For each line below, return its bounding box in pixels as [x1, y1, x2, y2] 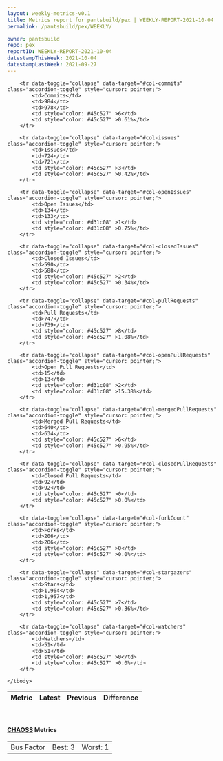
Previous [67, 693, 97, 702]
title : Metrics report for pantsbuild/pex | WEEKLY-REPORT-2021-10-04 [7, 17, 214, 23]
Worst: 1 [81, 742, 109, 752]
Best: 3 [52, 742, 75, 752]
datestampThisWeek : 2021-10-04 [7, 55, 97, 62]
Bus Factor [10, 742, 46, 752]
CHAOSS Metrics [7, 726, 57, 734]
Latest [39, 693, 61, 702]
